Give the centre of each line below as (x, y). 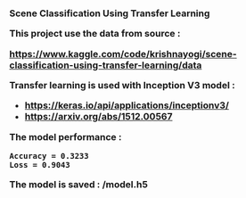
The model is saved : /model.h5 (79, 184)
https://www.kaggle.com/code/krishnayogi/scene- (123, 54)
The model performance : (66, 136)
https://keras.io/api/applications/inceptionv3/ (127, 105)
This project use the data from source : (95, 34)
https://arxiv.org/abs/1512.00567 (98, 117)
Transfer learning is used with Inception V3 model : (122, 86)
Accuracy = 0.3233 (49, 156)
